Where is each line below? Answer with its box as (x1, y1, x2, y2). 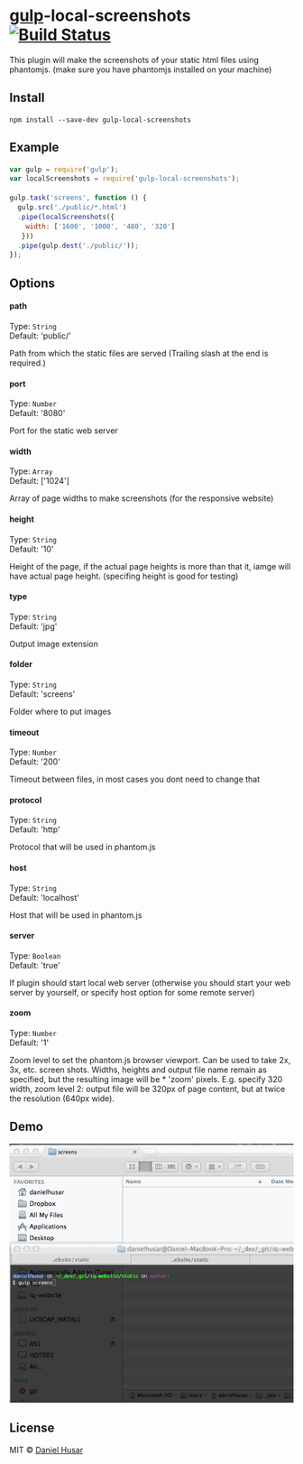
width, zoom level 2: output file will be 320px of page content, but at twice (9, 1083, 286, 1094)
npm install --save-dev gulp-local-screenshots (9, 115, 192, 125)
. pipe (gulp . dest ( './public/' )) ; (17, 241, 140, 250)
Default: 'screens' (9, 688, 76, 700)
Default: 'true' (9, 959, 60, 970)
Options (9, 275, 56, 291)
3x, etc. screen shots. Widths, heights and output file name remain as (9, 1064, 268, 1075)
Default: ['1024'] (9, 476, 70, 486)
